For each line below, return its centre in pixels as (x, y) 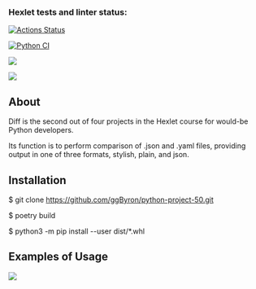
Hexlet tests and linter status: (68, 12)
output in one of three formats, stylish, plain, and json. (99, 155)
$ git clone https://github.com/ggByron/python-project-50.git (111, 199)
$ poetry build (32, 215)
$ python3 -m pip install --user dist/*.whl (76, 231)
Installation (37, 180)
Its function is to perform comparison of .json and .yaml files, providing (127, 146)
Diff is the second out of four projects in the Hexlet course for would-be (128, 121)
